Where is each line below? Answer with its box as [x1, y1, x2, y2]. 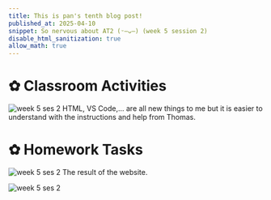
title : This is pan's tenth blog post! [8, 11, 143, 20]
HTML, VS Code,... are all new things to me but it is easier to [61, 104, 263, 113]
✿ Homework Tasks [8, 141, 143, 159]
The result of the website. [61, 168, 148, 177]
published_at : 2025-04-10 [8, 19, 95, 28]
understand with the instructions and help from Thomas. [8, 113, 197, 122]
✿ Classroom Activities [8, 77, 167, 96]
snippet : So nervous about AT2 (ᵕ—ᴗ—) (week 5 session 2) [8, 27, 208, 35]
